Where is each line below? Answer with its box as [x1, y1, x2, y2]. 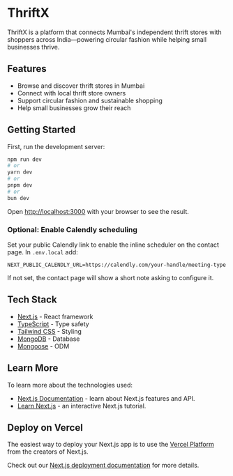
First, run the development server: [7, 142, 105, 151]
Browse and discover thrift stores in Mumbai [17, 82, 145, 90]
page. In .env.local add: [7, 247, 78, 256]
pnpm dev [7, 182, 33, 189]
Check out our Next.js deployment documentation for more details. [7, 461, 200, 470]
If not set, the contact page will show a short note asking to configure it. [7, 273, 214, 282]
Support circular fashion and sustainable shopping [17, 96, 163, 105]
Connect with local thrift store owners [17, 89, 126, 97]
